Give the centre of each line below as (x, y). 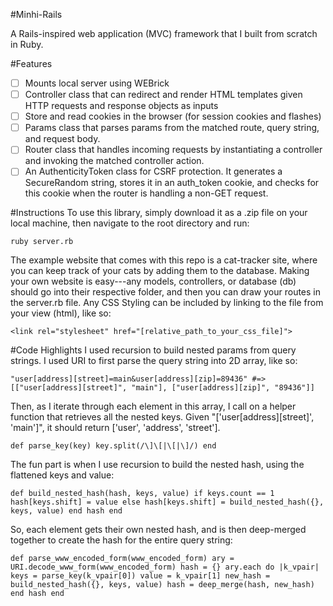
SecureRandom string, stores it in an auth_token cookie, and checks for (172, 183)
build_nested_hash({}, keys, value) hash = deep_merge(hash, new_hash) (162, 585)
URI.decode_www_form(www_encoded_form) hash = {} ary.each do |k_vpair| (165, 567)
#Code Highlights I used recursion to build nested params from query (153, 350)
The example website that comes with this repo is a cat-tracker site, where (164, 260)
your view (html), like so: (61, 313)
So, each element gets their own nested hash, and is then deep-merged (158, 530)
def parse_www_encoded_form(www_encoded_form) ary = (122, 559)
